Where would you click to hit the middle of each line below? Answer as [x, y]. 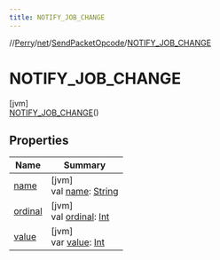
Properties [39, 140]
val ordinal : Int [80, 217]
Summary [85, 165]
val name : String [85, 192]
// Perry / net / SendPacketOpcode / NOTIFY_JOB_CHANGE [110, 43]
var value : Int [78, 242]
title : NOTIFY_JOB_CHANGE [57, 17]
